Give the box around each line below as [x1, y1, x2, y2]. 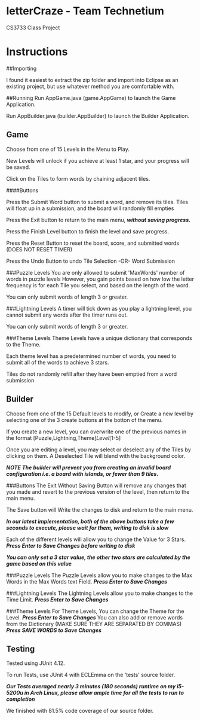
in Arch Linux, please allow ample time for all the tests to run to [24, 689, 184, 697]
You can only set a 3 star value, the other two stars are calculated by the [6, 554, 191, 561]
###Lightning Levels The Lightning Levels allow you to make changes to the [6, 590, 193, 597]
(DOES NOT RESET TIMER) [6, 245, 73, 253]
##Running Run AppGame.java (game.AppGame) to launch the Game [6, 94, 176, 101]
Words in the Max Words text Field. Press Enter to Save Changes [6, 578, 168, 585]
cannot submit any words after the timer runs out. [6, 311, 128, 318]
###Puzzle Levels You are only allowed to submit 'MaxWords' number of [6, 269, 185, 276]
